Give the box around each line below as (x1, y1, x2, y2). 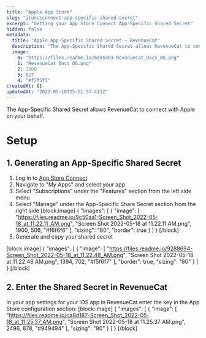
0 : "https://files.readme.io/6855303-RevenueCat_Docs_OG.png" (17, 55, 180, 61)
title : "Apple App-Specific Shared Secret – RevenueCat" (12, 37, 161, 44)
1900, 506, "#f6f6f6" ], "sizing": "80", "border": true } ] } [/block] (15, 226, 179, 234)
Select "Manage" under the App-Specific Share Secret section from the (15, 200, 196, 207)
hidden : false (6, 26, 43, 33)
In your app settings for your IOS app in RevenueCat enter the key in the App (6, 298, 200, 305)
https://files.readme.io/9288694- (109, 245, 193, 252)
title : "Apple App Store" (6, 9, 72, 15)
